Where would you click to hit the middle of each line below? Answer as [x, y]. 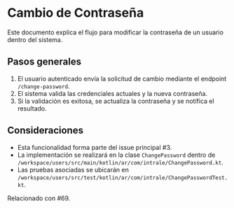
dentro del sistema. [35, 39]
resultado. [32, 108]
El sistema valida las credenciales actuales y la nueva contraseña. [112, 93]
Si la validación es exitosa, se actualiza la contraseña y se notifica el [116, 101]
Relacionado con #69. [39, 198]
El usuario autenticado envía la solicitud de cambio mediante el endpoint [122, 78]
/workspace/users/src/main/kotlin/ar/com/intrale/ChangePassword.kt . [121, 162]
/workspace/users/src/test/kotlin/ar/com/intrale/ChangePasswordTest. [123, 178]
